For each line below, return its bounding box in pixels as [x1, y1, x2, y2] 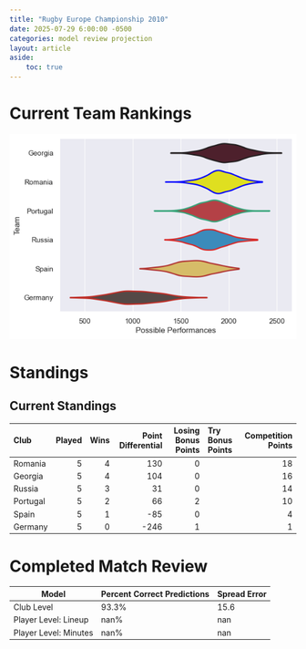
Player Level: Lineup [13, 614, 89, 625]
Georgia [13, 470, 44, 481]
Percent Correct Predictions [100, 588, 209, 599]
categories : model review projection [9, 34, 153, 43]
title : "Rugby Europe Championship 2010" [9, 15, 169, 24]
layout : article [9, 44, 71, 53]
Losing [173, 425, 200, 437]
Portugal [13, 496, 46, 507]
